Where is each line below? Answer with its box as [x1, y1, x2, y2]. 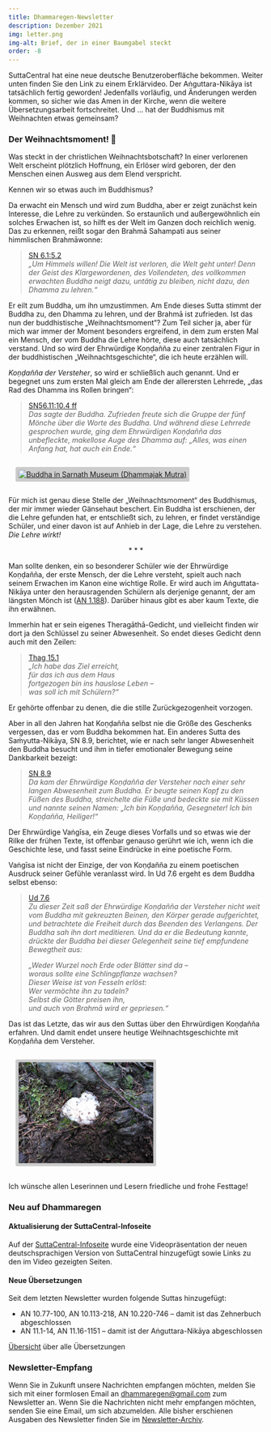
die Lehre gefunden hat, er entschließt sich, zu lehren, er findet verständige [8, 512, 260, 522]
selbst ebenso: [8, 877, 58, 886]
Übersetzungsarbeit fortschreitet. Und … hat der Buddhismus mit [8, 105, 225, 115]
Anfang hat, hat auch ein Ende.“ [28, 444, 136, 453]
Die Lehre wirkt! [8, 529, 61, 539]
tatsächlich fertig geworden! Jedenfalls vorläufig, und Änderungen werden [8, 87, 257, 97]
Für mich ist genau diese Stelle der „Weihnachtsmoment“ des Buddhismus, [8, 495, 257, 505]
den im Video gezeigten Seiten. [8, 1256, 113, 1266]
